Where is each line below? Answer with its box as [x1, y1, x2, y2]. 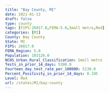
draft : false [5, 16, 32, 21]
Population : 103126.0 [5, 53, 50, 58]
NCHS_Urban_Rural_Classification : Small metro [5, 58, 103, 62]
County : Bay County [5, 35, 45, 40]
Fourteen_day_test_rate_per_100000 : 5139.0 [5, 67, 96, 72]
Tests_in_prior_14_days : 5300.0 [5, 62, 72, 67]
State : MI [5, 39, 26, 44]
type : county [5, 21, 32, 26]
